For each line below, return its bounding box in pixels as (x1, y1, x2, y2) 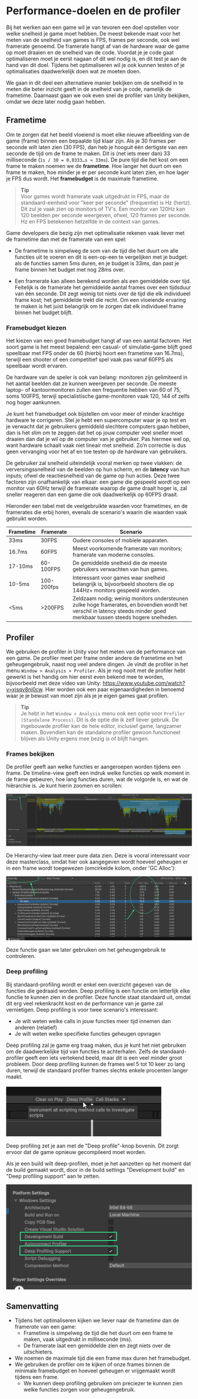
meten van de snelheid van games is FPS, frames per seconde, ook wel (6, 36, 180, 43)
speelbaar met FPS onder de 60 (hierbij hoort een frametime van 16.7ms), (6, 350, 184, 357)
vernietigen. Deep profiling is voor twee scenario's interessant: (6, 1006, 159, 1013)
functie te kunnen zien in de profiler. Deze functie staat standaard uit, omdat (6, 993, 192, 1001)
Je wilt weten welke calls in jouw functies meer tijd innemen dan (14, 1017, 171, 1024)
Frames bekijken (6, 750, 55, 758)
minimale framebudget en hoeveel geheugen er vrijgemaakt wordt (14, 1367, 176, 1374)
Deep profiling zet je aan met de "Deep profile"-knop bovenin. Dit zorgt (6, 1142, 179, 1149)
